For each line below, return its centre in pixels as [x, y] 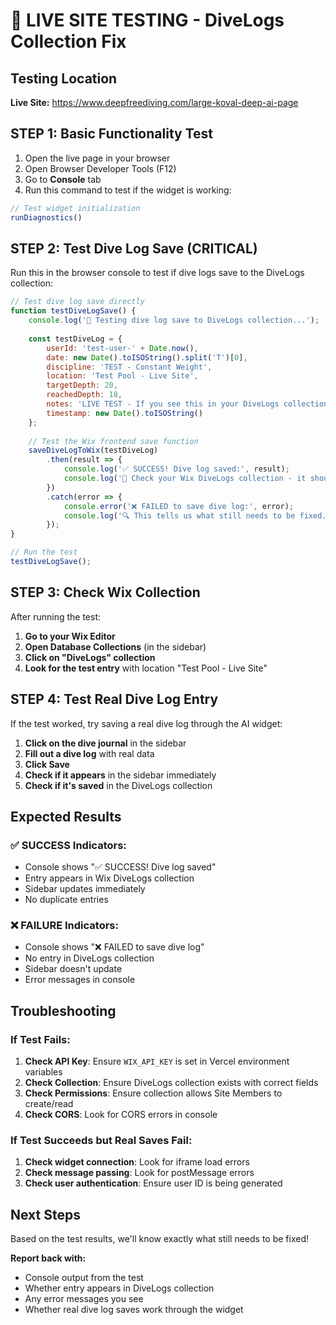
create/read [49, 1104]
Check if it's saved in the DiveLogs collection [118, 785]
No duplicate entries [66, 900]
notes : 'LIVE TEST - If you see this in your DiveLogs [163, 404]
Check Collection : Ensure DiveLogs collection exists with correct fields [171, 1083]
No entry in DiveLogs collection [89, 958]
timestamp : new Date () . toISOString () [124, 413]
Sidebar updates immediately [85, 889]
